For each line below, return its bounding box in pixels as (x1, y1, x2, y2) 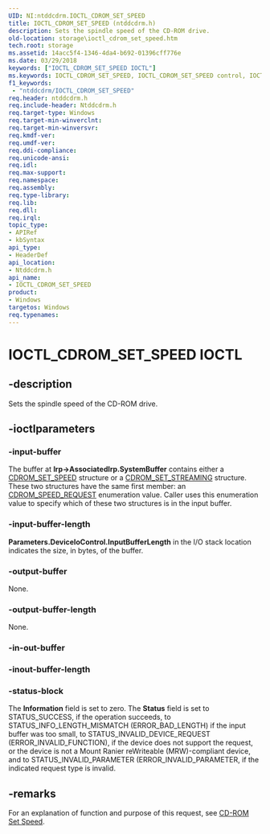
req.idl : (8, 162, 38, 170)
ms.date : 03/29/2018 (8, 57, 78, 65)
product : (8, 289, 38, 297)
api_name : (8, 273, 42, 281)
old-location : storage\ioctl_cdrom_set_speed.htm (8, 34, 178, 43)
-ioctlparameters (8, 422, 96, 436)
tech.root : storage (8, 42, 74, 50)
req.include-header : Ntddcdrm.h (8, 101, 117, 109)
